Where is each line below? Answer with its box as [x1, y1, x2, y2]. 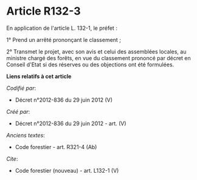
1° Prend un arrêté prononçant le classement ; [6, 36, 122, 43]
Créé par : [6, 108, 30, 115]
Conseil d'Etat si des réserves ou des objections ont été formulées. [6, 61, 175, 68]
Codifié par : [6, 84, 36, 92]
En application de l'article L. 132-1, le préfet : [6, 24, 117, 32]
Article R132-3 [6, 4, 81, 18]
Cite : [6, 155, 18, 162]
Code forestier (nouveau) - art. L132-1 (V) [15, 167, 119, 174]
